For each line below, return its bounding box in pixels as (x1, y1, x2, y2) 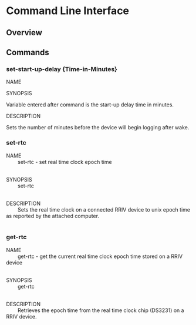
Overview (6, 28, 43, 38)
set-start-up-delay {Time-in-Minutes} (6, 65, 118, 73)
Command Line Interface (6, 4, 130, 18)
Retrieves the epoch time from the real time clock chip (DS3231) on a (17, 307, 184, 314)
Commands (6, 47, 50, 57)
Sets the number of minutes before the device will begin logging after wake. (6, 124, 190, 131)
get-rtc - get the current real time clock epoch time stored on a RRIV (17, 253, 183, 260)
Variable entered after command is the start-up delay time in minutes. (6, 101, 174, 108)
